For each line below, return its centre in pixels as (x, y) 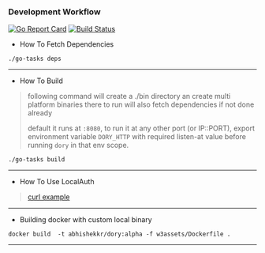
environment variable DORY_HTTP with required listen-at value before (137, 137)
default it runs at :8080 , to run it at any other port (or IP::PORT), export (141, 128)
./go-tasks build (37, 160)
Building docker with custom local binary (86, 220)
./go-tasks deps (35, 59)
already (40, 113)
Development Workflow (54, 12)
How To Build (41, 81)
